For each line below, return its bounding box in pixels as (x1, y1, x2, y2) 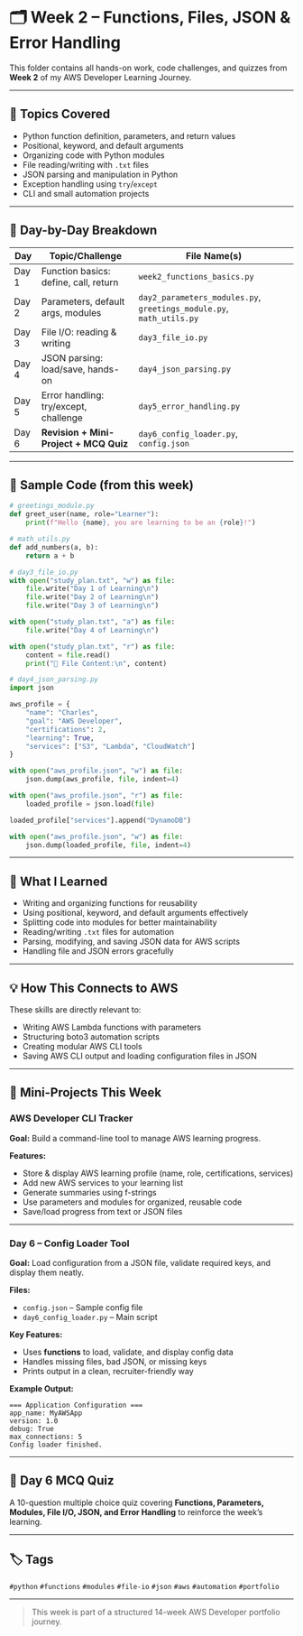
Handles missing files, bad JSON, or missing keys (22, 1355, 207, 1367)
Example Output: (9, 1382, 74, 1394)
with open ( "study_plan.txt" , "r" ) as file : (9, 642, 176, 651)
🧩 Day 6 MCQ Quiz (9, 1473, 115, 1489)
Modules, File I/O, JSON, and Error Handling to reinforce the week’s (9, 1506, 263, 1517)
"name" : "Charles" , (25, 708, 99, 717)
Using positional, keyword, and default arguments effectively (22, 908, 249, 919)
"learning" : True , (25, 733, 95, 743)
